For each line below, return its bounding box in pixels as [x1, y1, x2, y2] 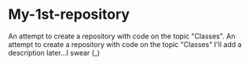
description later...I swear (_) [8, 48, 101, 57]
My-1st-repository [8, 5, 130, 23]
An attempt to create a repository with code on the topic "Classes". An [8, 31, 236, 41]
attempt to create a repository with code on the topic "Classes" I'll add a [8, 39, 242, 49]
